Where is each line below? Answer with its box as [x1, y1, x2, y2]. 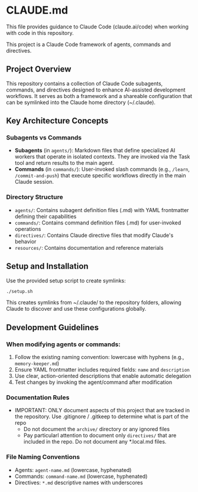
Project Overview [6, 64, 72, 74]
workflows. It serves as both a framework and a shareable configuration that [6, 92, 193, 99]
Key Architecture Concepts [6, 116, 109, 126]
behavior [14, 237, 37, 245]
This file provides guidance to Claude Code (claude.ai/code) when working [6, 23, 189, 30]
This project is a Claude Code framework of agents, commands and [6, 41, 171, 48]
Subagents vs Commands [6, 133, 82, 142]
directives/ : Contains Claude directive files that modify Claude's [14, 232, 174, 239]
